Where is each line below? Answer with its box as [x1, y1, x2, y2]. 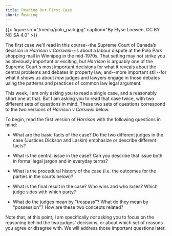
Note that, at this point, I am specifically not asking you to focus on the [5, 214, 155, 220]
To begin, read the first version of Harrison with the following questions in [5, 116, 161, 122]
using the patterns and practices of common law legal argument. [5, 80, 142, 86]
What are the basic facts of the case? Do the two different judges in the [12, 131, 164, 137]
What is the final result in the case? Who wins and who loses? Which [12, 183, 158, 189]
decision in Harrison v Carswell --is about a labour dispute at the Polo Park [5, 47, 162, 53]
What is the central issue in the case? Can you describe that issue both [12, 152, 163, 159]
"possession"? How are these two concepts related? [12, 204, 124, 210]
